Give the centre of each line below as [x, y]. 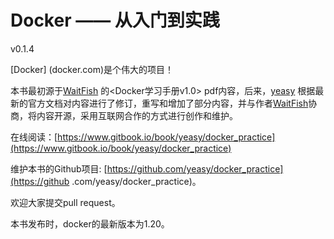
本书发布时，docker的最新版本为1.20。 [90, 223]
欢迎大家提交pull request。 [65, 202]
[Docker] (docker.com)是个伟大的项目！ [92, 69]
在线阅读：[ [34, 137]
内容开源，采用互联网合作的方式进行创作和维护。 [137, 115]
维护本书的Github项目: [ [59, 168]
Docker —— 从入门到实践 [115, 20]
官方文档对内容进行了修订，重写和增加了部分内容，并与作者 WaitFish [168, 103]
